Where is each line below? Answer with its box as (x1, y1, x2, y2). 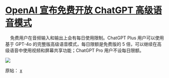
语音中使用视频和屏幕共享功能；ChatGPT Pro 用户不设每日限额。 (9, 47, 144, 53)
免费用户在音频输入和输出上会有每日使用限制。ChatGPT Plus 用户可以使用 (10, 35, 164, 41)
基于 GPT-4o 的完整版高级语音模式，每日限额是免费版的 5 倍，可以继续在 (5, 41, 157, 47)
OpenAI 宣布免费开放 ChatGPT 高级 (5, 5, 153, 16)
